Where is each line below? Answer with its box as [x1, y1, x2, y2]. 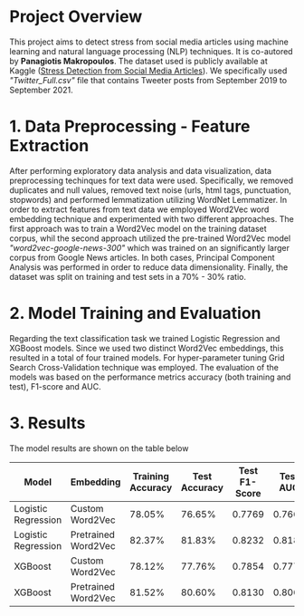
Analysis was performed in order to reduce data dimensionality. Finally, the [9, 261, 289, 273]
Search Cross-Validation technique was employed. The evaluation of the [9, 361, 279, 372]
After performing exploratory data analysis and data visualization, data [9, 165, 272, 176]
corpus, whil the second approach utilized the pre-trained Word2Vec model [9, 233, 291, 244]
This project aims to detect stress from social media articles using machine [9, 36, 290, 47]
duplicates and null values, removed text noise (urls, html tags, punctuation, [9, 184, 292, 196]
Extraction [9, 136, 90, 156]
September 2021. [9, 84, 74, 95]
